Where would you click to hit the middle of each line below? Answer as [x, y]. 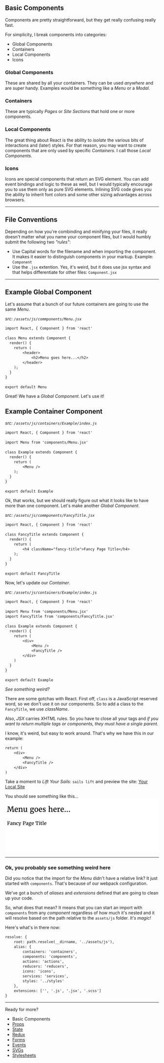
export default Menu [26, 387]
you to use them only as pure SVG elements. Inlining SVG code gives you [79, 189]
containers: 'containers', [50, 951]
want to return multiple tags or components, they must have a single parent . [82, 724]
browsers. [15, 200]
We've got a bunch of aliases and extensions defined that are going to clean [82, 893]
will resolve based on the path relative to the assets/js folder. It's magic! [78, 918]
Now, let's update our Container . [38, 583]
